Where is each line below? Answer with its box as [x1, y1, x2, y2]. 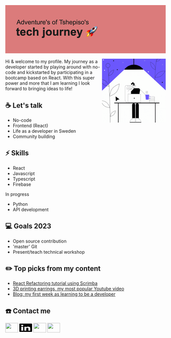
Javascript [12, 170, 35, 176]
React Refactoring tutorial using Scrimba [12, 280, 98, 286]
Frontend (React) [12, 123, 48, 129]
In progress [5, 191, 30, 197]
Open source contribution [12, 238, 67, 244]
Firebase [12, 181, 32, 187]
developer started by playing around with [5, 64, 92, 70]
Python [12, 201, 28, 207]
